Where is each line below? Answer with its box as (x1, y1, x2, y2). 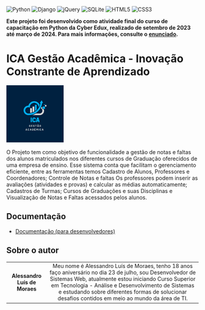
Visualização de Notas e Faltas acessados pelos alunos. (6, 194, 148, 201)
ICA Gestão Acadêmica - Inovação (6, 52, 184, 66)
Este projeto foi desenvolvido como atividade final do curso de (6, 18, 168, 24)
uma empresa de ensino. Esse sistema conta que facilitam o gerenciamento (6, 161, 196, 169)
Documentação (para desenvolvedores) (15, 227, 116, 234)
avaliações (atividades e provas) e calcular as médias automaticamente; (6, 180, 188, 188)
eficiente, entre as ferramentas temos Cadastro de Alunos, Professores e (6, 167, 190, 175)
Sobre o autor (6, 245, 59, 256)
